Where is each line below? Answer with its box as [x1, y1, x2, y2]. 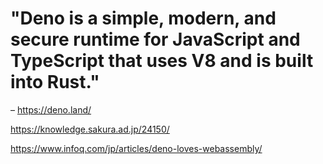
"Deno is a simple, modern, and [10, 7, 277, 30]
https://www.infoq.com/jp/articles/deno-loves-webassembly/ [10, 142, 263, 154]
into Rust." [10, 71, 100, 94]
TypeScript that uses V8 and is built [10, 50, 314, 72]
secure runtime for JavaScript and [10, 28, 301, 51]
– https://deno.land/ [10, 103, 92, 116]
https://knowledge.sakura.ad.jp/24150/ [10, 123, 170, 135]
